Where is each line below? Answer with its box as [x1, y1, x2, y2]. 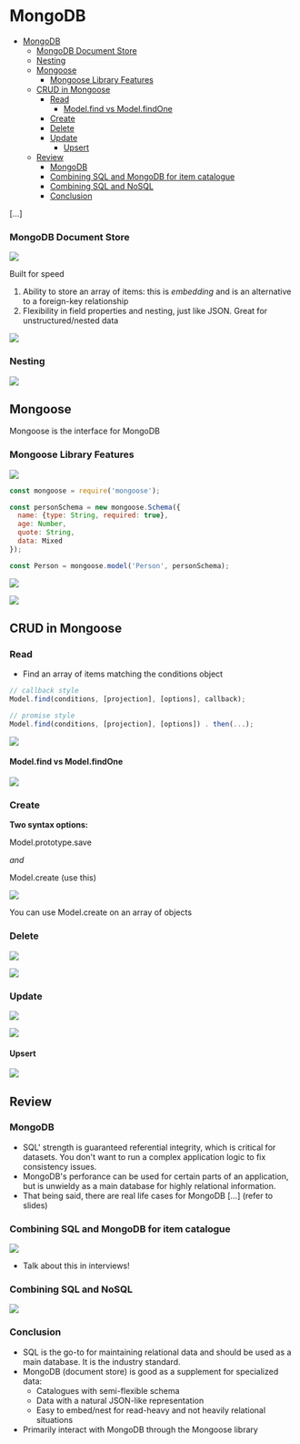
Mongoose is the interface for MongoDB [9, 425, 161, 437]
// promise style [9, 711, 75, 720]
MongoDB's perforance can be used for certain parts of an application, [22, 1171, 289, 1182]
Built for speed [9, 269, 65, 280]
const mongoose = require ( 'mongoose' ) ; [9, 486, 161, 495]
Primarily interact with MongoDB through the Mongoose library [22, 1424, 259, 1435]
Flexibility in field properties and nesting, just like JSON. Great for [22, 306, 268, 317]
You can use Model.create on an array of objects [9, 907, 193, 918]
